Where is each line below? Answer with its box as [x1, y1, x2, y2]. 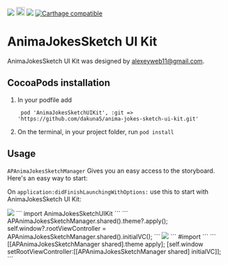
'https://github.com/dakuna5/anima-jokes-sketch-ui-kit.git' [17, 115, 199, 122]
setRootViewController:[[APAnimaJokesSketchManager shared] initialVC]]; [7, 247, 222, 255]
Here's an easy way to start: [7, 173, 89, 182]
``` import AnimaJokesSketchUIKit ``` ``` [15, 209, 128, 217]
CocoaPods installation [7, 77, 110, 89]
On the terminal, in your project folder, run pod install [17, 127, 174, 136]
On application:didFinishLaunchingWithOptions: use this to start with [7, 187, 209, 196]
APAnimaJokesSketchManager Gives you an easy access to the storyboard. [7, 166, 215, 175]
